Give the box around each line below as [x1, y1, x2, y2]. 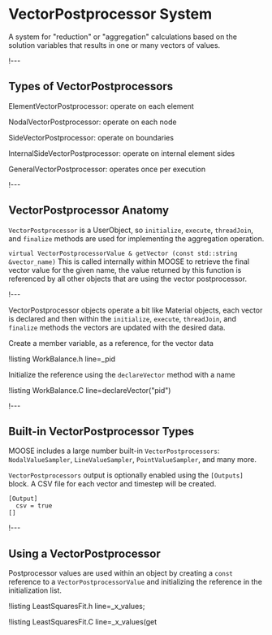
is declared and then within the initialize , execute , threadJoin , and [8, 313, 237, 323]
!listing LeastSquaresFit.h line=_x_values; [8, 602, 145, 611]
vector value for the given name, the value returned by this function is [8, 265, 242, 274]
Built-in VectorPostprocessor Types [8, 424, 195, 438]
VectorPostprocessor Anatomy [8, 204, 169, 218]
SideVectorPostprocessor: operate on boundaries [8, 132, 175, 142]
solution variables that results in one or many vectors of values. [8, 40, 221, 50]
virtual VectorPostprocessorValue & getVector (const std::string [8, 249, 238, 257]
